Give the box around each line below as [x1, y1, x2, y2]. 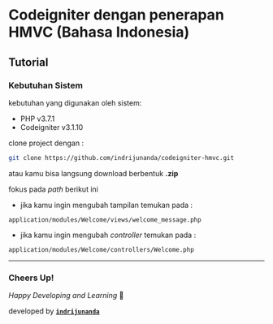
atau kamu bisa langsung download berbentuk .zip [8, 168, 179, 178]
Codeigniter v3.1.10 [19, 122, 84, 132]
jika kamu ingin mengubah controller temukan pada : [19, 230, 197, 240]
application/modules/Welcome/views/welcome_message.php [8, 215, 201, 224]
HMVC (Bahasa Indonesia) [8, 23, 190, 41]
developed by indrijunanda [8, 306, 100, 316]
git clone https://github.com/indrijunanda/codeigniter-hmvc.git [8, 153, 234, 162]
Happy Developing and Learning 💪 [8, 291, 124, 300]
